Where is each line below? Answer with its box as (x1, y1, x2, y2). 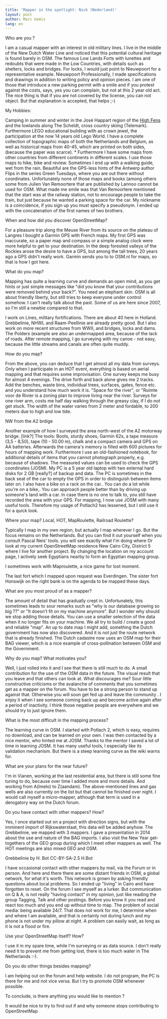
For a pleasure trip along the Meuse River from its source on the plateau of (5, 227, 159, 233)
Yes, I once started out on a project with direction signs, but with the (5, 819, 146, 825)
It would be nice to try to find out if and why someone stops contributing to (5, 1003, 159, 1009)
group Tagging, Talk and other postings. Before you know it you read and (5, 897, 156, 903)
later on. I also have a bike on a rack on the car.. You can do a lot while (5, 481, 150, 487)
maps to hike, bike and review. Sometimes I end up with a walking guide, (5, 160, 154, 166)
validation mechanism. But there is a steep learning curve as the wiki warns (5, 748, 161, 754)
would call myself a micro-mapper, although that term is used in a (5, 794, 140, 800)
